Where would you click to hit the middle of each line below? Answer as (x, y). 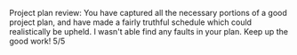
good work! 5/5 (37, 41)
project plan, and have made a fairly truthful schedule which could (130, 22)
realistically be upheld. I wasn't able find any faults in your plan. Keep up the (149, 31)
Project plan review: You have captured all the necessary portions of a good (148, 13)
